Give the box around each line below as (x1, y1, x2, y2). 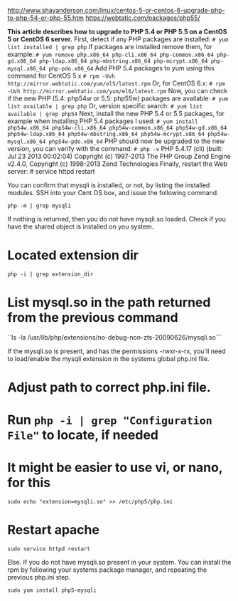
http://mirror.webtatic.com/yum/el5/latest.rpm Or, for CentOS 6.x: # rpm (7, 79, 226, 88)
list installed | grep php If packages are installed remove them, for (7, 43, 212, 51)
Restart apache (7, 522, 99, 538)
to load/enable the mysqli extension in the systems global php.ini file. (7, 354, 210, 362)
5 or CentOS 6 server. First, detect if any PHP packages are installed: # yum (7, 35, 229, 43)
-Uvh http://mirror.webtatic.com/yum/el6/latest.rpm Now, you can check (7, 87, 228, 95)
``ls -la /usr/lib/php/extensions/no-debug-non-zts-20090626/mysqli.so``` (7, 333, 222, 341)
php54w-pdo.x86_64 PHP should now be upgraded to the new (48, 137, 225, 145)
